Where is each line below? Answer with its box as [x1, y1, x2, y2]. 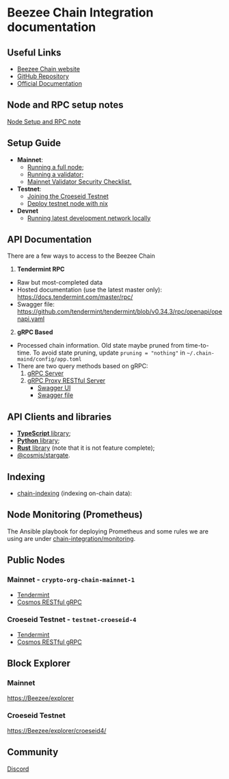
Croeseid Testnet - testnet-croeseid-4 [7, 615, 137, 625]
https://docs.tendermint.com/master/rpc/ [16, 293, 133, 301]
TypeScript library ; [16, 429, 71, 438]
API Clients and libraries [7, 411, 112, 422]
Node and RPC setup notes [7, 99, 124, 111]
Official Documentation [16, 80, 82, 87]
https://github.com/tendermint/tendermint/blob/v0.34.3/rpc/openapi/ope [16, 307, 223, 316]
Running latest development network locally [27, 214, 151, 222]
